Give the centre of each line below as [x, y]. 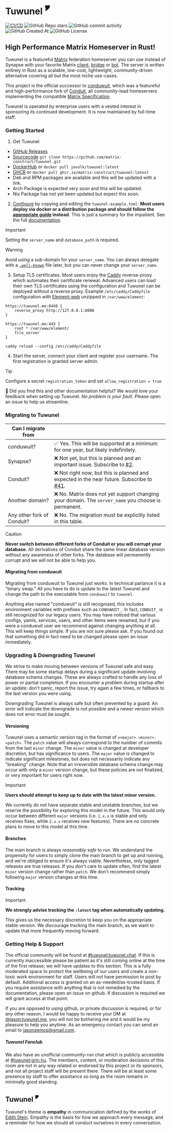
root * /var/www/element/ [42, 329]
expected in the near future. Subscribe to [103, 479]
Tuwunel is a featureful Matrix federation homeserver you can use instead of [85, 59]
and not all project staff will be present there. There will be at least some [81, 1071]
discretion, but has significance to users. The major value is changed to [80, 754]
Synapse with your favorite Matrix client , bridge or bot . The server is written [85, 65]
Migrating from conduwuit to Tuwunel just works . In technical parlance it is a [85, 583]
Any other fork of [28, 515]
